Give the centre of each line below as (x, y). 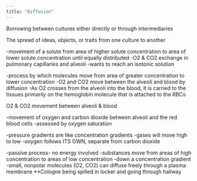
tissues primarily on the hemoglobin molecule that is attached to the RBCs (96, 94)
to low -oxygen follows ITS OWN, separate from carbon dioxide (83, 141)
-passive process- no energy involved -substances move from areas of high (99, 153)
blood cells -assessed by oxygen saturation (59, 123)
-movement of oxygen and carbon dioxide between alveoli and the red (92, 117)
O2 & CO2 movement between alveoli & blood (62, 106)
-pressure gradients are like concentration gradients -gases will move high (97, 135)
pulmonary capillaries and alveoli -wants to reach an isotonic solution (90, 64)
